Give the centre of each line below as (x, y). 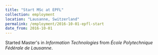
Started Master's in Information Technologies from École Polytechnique (79, 42)
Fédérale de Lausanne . (29, 48)
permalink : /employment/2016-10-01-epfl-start (55, 24)
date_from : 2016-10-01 (29, 28)
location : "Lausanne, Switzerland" (42, 19)
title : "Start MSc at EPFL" (35, 10)
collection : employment (30, 14)
